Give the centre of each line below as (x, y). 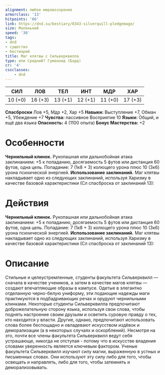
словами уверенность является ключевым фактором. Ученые (72, 346)
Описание (27, 263)
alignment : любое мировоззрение (39, 10)
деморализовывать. (27, 367)
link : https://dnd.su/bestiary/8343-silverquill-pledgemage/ (70, 24)
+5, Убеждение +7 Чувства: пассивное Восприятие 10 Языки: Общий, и (82, 117)
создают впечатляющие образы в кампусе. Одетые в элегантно (74, 288)
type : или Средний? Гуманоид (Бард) (43, 61)
